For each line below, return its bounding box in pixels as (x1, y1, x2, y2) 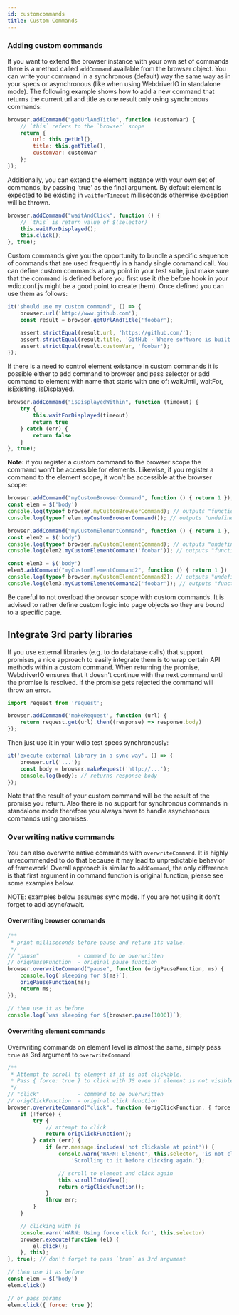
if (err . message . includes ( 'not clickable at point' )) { (45, 1144, 215, 1151)
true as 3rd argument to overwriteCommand (7, 1050, 131, 1059)
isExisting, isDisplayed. (7, 385, 75, 393)
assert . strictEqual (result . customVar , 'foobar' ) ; (20, 342, 171, 350)
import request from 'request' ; (7, 699, 103, 706)
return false (33, 432, 72, 439)
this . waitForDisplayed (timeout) (33, 412, 129, 420)
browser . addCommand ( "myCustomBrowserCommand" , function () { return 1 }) (7, 494, 231, 502)
